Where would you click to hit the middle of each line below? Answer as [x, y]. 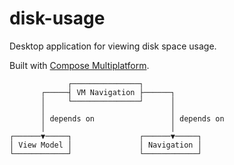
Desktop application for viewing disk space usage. [113, 46]
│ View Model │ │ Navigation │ [105, 145]
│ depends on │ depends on [132, 118]
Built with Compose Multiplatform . [79, 65]
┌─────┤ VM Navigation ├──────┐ [108, 92]
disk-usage [57, 18]
